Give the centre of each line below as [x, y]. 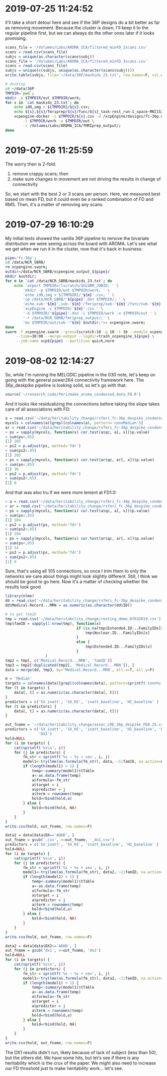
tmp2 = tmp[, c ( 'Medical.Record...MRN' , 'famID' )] [59, 661]
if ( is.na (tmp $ [92, 628]
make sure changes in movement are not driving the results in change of [86, 179]
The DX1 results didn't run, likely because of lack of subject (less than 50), [81, 1052]
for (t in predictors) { [31, 706]
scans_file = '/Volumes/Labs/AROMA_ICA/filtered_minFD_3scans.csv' [77, 61]
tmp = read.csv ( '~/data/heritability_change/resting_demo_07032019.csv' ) [83, 619]
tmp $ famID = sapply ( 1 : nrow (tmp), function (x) [53, 623]
